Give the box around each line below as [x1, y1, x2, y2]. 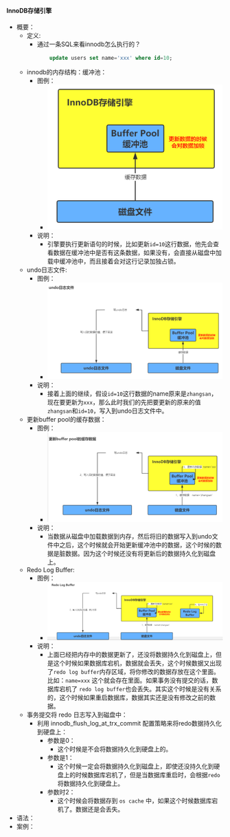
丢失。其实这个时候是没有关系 [137, 685, 222, 693]
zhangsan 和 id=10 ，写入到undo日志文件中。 [47, 406, 168, 415]
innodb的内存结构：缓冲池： [26, 68, 107, 76]
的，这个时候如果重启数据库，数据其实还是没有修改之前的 [47, 693, 210, 702]
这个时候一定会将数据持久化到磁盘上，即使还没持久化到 [57, 762, 214, 770]
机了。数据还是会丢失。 [57, 805, 124, 814]
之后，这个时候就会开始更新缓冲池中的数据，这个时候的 [59, 541, 216, 549]
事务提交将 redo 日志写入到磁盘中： [26, 710, 128, 719]
